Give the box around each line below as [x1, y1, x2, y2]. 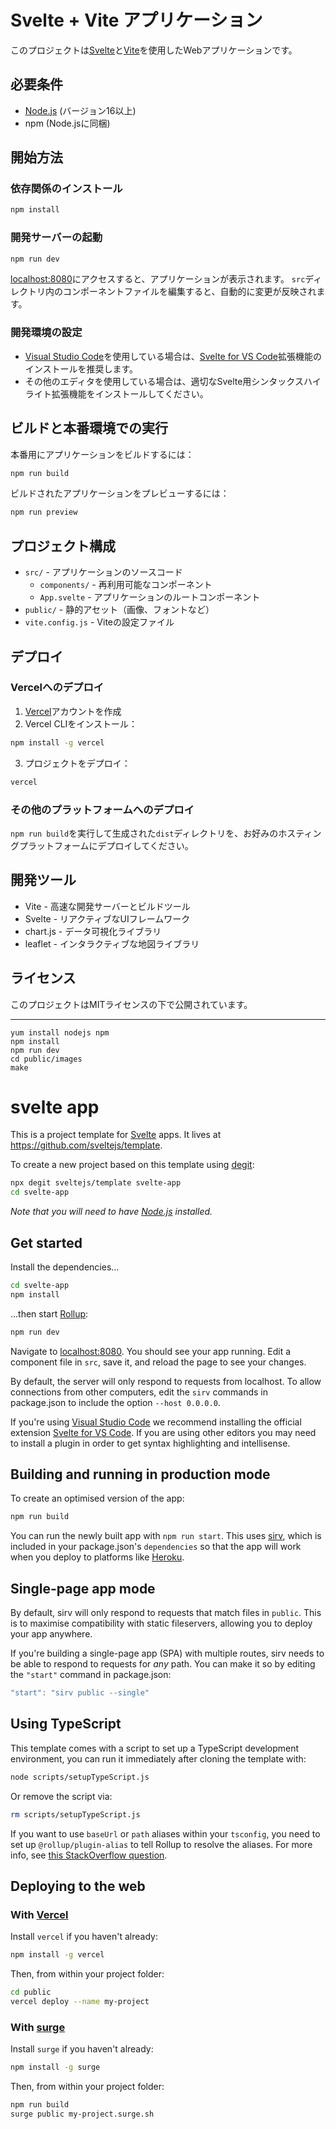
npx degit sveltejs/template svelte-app [10, 1178, 182, 1188]
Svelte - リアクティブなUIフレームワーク [24, 912, 191, 925]
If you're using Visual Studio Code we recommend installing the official [10, 1416, 302, 1428]
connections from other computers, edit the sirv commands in [10, 1386, 269, 1398]
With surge [10, 2020, 66, 2034]
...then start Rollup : [10, 1307, 89, 1320]
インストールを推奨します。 [24, 362, 139, 375]
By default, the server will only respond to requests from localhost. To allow [10, 1375, 322, 1387]
